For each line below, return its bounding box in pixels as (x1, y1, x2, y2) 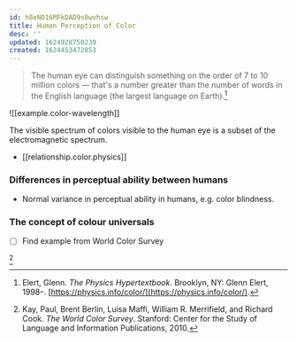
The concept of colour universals (9, 216, 155, 228)
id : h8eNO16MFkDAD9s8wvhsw (9, 12, 109, 22)
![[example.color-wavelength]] (9, 107, 120, 118)
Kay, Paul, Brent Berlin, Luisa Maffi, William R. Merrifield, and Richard (21, 304, 273, 315)
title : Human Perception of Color (9, 21, 137, 30)
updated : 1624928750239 (9, 37, 97, 47)
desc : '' (9, 29, 42, 38)
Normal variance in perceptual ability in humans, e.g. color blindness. (21, 194, 275, 205)
